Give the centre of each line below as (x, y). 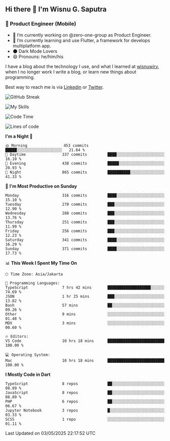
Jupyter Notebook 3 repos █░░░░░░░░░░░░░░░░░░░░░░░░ (85, 410)
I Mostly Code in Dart (28, 374)
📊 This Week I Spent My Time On (41, 263)
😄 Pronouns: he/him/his (38, 56)
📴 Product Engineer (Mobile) (41, 24)
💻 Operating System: (28, 355)
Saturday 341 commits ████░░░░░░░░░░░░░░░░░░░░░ (85, 240)
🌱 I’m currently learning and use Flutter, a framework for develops (81, 40)
